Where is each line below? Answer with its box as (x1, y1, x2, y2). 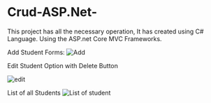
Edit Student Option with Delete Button (7, 61, 119, 70)
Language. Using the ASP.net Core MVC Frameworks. (7, 34, 162, 42)
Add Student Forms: (7, 48, 65, 56)
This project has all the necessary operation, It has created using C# (7, 27, 204, 35)
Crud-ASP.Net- (7, 4, 98, 20)
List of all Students (7, 88, 61, 97)
